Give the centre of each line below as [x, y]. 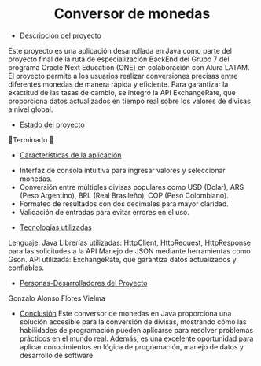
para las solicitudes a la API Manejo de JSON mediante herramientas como [129, 251]
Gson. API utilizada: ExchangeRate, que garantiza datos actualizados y [123, 259]
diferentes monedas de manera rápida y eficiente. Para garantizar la [118, 84]
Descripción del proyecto [61, 35]
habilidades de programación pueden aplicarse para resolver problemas [136, 330]
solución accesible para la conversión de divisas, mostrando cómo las [133, 322]
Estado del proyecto [52, 124]
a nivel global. [31, 109]
